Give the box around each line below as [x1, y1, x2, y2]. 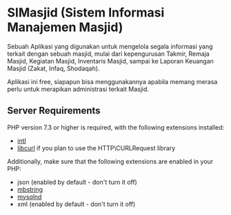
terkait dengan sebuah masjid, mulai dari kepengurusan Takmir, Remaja [7, 50, 210, 58]
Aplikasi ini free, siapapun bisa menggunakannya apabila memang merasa [7, 77, 218, 85]
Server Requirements [7, 105, 101, 116]
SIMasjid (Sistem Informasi [7, 5, 165, 21]
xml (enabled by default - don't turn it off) [17, 200, 136, 208]
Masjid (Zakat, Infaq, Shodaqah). [7, 64, 100, 72]
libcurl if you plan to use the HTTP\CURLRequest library [17, 143, 176, 152]
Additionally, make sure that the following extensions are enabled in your [7, 157, 214, 165]
